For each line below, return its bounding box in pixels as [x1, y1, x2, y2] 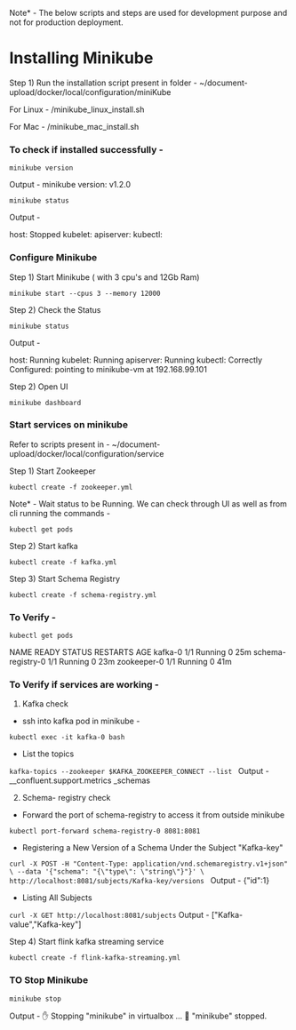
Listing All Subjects [21, 892, 92, 903]
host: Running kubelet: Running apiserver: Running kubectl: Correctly [9, 355, 263, 365]
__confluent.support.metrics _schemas [9, 775, 151, 786]
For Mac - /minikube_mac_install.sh [9, 121, 140, 132]
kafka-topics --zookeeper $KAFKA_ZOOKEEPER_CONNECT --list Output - [9, 766, 269, 777]
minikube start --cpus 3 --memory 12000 [9, 289, 162, 298]
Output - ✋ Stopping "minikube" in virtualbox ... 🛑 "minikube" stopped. [9, 1010, 268, 1021]
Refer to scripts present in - [9, 439, 110, 450]
